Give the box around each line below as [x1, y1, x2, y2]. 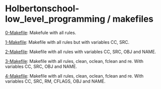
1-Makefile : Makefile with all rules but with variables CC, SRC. [5, 39, 130, 45]
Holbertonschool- [5, 3, 80, 14]
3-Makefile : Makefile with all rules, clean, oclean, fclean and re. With [5, 58, 144, 64]
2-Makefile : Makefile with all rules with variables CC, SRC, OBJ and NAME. [5, 49, 156, 55]
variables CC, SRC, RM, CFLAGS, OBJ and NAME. [5, 78, 106, 84]
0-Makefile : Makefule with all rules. [5, 30, 77, 35]
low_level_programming [5, 13, 106, 25]
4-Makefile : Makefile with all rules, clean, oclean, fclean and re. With [5, 73, 144, 79]
